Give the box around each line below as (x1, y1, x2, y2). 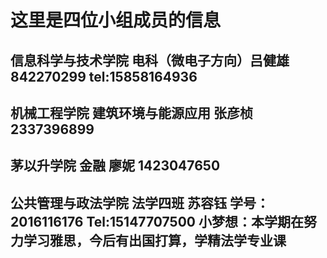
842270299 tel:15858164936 (10, 68, 198, 85)
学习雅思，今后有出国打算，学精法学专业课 (23, 232, 287, 249)
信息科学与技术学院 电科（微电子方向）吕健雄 (10, 52, 290, 69)
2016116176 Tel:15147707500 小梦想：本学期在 (10, 213, 304, 230)
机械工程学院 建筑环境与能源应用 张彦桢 (10, 104, 253, 121)
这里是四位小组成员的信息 (10, 9, 222, 32)
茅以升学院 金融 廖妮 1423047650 (10, 157, 221, 175)
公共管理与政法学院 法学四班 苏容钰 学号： (10, 194, 270, 211)
